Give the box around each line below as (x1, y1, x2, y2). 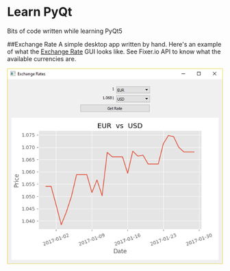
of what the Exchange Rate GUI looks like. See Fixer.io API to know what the (7, 47, 221, 56)
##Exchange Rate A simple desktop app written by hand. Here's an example (7, 40, 222, 48)
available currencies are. (7, 54, 77, 62)
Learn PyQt (7, 4, 73, 20)
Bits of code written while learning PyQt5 (7, 27, 123, 35)
